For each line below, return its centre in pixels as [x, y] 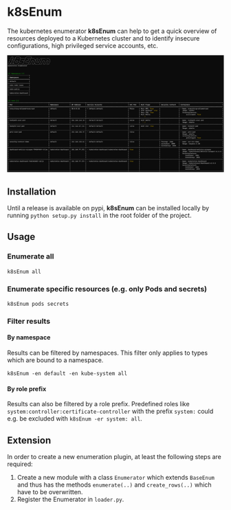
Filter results [29, 321]
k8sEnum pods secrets [38, 304]
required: [20, 464]
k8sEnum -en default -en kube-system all [67, 374]
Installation [32, 191]
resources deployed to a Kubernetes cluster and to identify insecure [103, 38]
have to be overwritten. [50, 492]
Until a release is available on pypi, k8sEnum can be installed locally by [108, 208]
